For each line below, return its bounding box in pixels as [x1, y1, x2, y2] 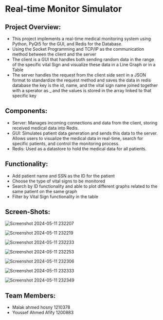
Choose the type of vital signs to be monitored [12, 178, 106, 184]
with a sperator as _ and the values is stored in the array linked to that [12, 88, 152, 93]
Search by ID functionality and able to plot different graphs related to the [12, 183, 158, 189]
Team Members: [5, 291, 56, 300]
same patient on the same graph [12, 188, 77, 194]
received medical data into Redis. [12, 125, 79, 131]
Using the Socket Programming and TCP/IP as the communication [12, 46, 145, 52]
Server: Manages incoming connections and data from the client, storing [12, 120, 158, 125]
